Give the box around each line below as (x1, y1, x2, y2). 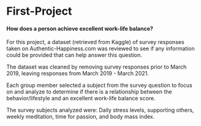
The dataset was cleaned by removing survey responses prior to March (6, 63, 187, 71)
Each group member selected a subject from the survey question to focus (6, 81, 193, 89)
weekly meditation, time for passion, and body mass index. (6, 113, 155, 120)
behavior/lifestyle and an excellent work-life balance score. (6, 95, 156, 102)
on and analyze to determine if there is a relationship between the (6, 88, 172, 95)
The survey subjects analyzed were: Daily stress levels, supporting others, (6, 106, 194, 114)
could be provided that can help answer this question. (6, 51, 143, 59)
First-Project (6, 4, 72, 18)
